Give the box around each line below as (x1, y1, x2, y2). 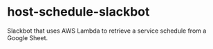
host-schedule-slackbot (7, 4, 150, 20)
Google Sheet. (7, 33, 48, 42)
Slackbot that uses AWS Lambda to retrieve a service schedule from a (7, 27, 207, 35)
